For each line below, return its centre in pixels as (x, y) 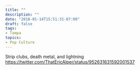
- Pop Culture (20, 42)
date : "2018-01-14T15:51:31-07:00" (43, 19)
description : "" (22, 14)
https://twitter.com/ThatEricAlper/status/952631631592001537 (70, 62)
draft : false (19, 24)
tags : (11, 28)
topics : (13, 38)
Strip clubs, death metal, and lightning (45, 56)
